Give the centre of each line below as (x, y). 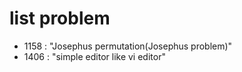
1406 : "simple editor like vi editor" (94, 56)
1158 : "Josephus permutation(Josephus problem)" (128, 46)
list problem (60, 18)
